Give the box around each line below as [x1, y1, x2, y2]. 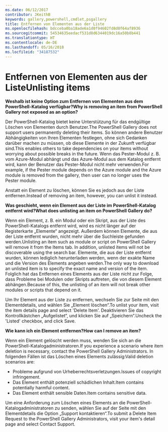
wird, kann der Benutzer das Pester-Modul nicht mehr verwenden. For [5, 161, 149, 167]
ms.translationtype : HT [5, 36, 55, 41]
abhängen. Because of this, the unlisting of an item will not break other [5, 282, 151, 288]
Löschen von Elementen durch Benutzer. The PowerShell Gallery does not [5, 124, 157, 130]
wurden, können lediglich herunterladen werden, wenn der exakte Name [5, 255, 155, 261]
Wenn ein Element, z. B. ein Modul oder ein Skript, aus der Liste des [5, 217, 146, 224]
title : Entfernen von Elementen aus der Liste [5, 21, 105, 27]
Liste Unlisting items [5, 81, 91, 93]
